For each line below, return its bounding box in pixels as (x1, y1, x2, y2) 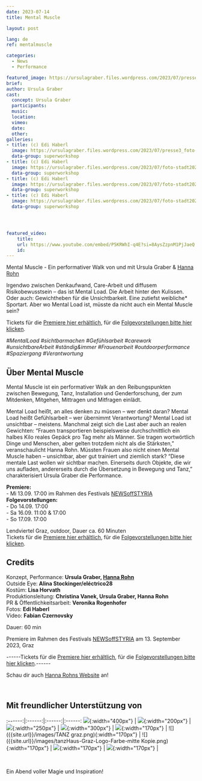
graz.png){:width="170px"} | (71, 730, 141, 738)
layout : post (6, 25, 39, 31)
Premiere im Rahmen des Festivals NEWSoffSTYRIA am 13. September (6, 635, 180, 642)
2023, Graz (6, 641, 34, 648)
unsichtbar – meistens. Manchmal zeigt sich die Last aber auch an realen (6, 421, 187, 428)
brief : (6, 80, 23, 86)
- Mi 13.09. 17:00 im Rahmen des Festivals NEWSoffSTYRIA (6, 490, 153, 497)
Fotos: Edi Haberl (6, 605, 50, 612)
